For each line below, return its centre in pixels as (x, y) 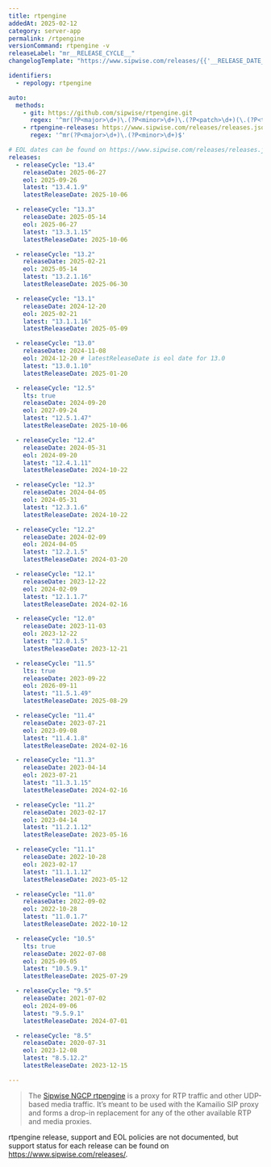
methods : (30, 105)
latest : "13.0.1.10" (57, 366)
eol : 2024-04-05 (50, 545)
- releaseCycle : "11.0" (55, 894)
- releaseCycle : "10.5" (55, 938)
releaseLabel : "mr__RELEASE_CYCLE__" (72, 53)
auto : (17, 98)
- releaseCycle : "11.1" (55, 849)
